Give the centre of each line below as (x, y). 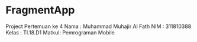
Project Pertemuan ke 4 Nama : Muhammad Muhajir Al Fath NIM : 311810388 (98, 26)
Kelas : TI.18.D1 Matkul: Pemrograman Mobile (60, 32)
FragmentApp (40, 10)
